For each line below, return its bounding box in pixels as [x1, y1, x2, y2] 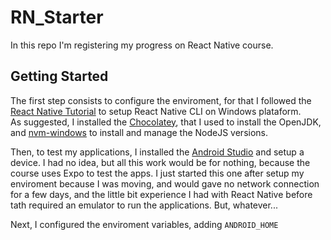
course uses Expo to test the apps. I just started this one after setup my [10, 167, 305, 179]
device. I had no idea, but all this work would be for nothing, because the [10, 156, 311, 168]
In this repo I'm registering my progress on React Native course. [10, 39, 274, 51]
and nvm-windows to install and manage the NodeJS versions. [10, 126, 269, 138]
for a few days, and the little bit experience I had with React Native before [10, 188, 313, 200]
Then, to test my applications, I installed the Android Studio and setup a [10, 146, 305, 158]
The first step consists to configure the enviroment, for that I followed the [10, 94, 312, 106]
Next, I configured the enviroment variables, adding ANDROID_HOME [10, 218, 279, 230]
